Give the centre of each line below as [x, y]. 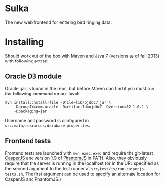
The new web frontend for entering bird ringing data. [59, 22]
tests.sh [14, 174]
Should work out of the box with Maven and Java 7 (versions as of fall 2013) [82, 56]
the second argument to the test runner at [48, 168]
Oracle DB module [33, 77]
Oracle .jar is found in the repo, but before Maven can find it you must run [80, 88]
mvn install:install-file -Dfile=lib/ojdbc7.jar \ [58, 102]
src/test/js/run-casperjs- [118, 169]
